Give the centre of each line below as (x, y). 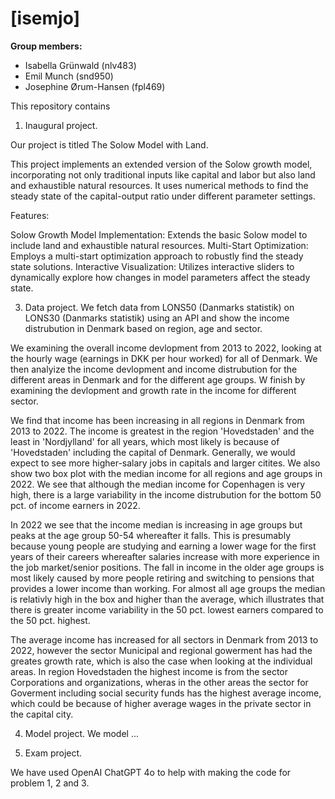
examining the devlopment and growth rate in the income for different (153, 390)
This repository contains (60, 106)
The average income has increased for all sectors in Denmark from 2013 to (164, 639)
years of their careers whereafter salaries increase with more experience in (165, 556)
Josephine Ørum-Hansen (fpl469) (95, 86)
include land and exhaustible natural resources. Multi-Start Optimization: (159, 245)
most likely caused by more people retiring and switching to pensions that (162, 578)
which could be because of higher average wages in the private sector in (161, 703)
